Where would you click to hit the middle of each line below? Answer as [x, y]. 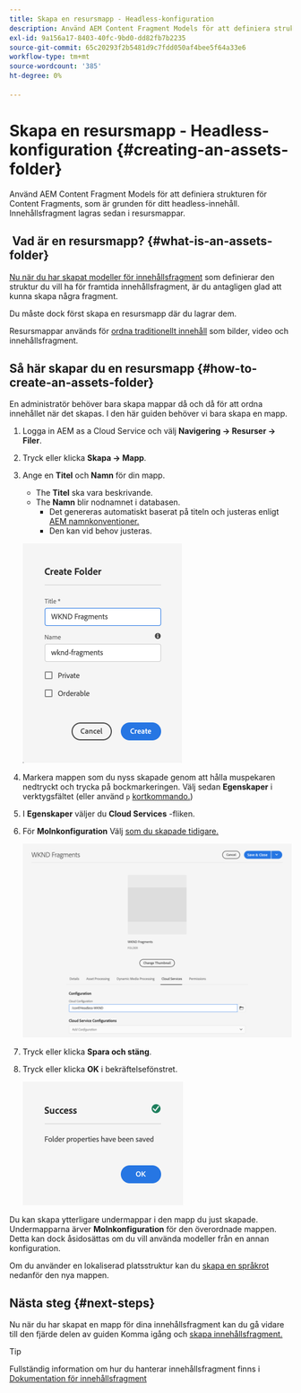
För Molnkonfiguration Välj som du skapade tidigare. [120, 832]
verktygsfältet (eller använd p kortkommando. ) [107, 797]
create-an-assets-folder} [82, 382]
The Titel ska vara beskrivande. [95, 493]
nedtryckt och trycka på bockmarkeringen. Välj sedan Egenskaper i [147, 787]
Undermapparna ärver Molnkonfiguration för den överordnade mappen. [143, 1229]
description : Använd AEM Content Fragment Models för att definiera [140, 28]
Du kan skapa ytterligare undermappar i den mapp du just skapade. [133, 1219]
